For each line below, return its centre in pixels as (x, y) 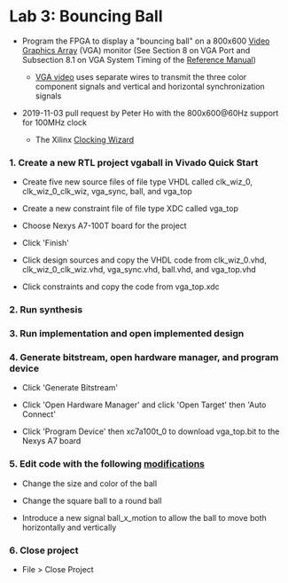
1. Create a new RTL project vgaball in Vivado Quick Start (134, 162)
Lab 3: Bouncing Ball (86, 16)
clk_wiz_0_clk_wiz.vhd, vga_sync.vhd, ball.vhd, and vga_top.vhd (139, 270)
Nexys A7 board (51, 441)
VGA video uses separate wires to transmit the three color (141, 76)
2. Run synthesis (46, 310)
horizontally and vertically (69, 527)
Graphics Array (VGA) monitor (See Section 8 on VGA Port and (136, 50)
